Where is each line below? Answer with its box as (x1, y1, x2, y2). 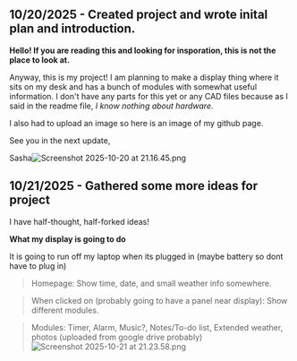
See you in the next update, (9, 134, 111, 146)
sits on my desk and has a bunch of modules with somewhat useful (9, 81, 258, 92)
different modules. (30, 305, 99, 315)
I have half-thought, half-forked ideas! (9, 216, 150, 227)
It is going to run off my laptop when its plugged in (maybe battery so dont (9, 251, 284, 262)
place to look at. (9, 54, 70, 65)
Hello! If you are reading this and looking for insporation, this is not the (9, 45, 276, 56)
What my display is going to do (9, 233, 127, 245)
